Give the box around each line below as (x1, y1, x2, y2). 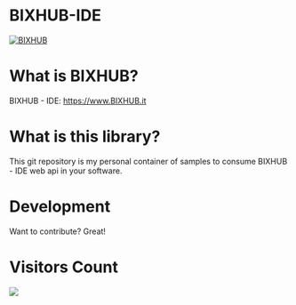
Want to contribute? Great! (9, 226, 107, 237)
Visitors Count (9, 257, 118, 277)
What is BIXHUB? (9, 66, 140, 86)
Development (9, 197, 111, 216)
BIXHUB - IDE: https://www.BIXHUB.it (9, 95, 147, 106)
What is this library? (9, 126, 161, 147)
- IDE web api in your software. (9, 165, 123, 176)
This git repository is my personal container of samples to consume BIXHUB (9, 156, 288, 166)
